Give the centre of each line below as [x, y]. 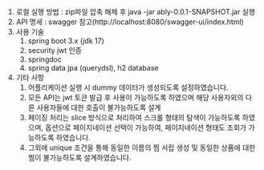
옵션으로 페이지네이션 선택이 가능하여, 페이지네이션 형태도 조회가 [146, 127]
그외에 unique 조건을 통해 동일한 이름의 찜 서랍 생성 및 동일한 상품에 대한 [142, 148]
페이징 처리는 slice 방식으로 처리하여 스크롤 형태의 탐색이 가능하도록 [134, 117]
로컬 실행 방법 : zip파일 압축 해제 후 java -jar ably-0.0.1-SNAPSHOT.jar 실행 [135, 12]
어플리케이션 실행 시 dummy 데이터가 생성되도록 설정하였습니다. [128, 87]
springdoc [45, 59]
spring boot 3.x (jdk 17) [66, 41]
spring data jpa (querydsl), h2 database [93, 68]
